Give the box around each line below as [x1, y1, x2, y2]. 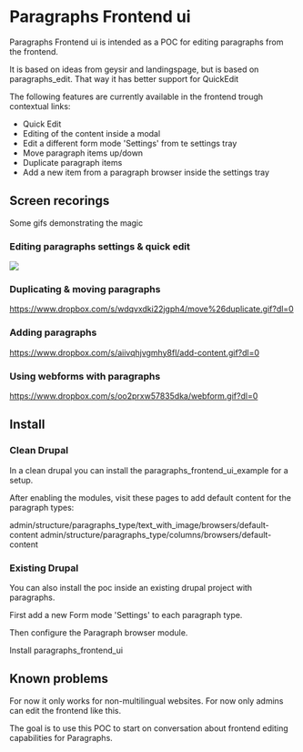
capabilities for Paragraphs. [9, 732, 114, 743]
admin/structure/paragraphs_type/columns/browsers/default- [40, 529, 272, 540]
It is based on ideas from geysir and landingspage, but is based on [9, 64, 259, 75]
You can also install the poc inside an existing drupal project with [9, 582, 253, 593]
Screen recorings [9, 193, 110, 208]
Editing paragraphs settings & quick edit [9, 239, 191, 252]
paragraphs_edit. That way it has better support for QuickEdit [9, 73, 239, 84]
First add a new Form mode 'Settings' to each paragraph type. [9, 609, 243, 620]
